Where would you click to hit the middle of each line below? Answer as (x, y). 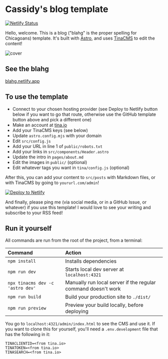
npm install (22, 261)
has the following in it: (28, 334)
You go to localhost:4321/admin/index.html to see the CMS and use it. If (80, 324)
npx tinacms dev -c (31, 283)
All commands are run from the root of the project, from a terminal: (74, 240)
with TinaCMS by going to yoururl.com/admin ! (52, 183)
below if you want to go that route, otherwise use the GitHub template (84, 114)
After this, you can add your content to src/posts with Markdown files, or (80, 177)
